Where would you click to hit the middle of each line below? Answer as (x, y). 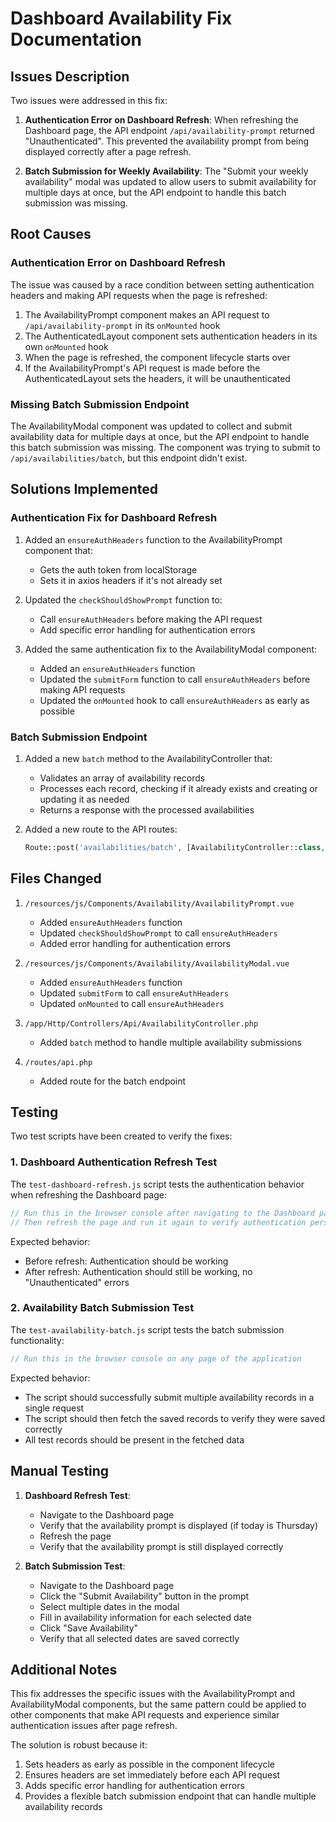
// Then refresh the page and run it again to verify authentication (158, 1222)
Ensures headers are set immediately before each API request (152, 1775)
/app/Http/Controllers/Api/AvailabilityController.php (141, 1023)
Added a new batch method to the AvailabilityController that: (148, 758)
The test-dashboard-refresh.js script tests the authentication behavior (157, 1184)
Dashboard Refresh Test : (77, 1495)
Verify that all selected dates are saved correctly (139, 1638)
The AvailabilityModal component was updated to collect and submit (151, 426)
